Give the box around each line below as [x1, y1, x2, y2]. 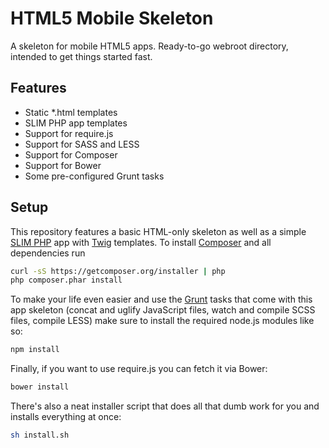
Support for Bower [24, 159, 102, 171]
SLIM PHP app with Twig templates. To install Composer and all [10, 236, 272, 248]
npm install [10, 345, 60, 355]
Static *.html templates [24, 106, 118, 118]
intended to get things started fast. [10, 50, 153, 62]
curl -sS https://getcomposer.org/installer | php [10, 266, 226, 276]
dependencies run [10, 247, 86, 259]
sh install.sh [10, 430, 70, 441]
